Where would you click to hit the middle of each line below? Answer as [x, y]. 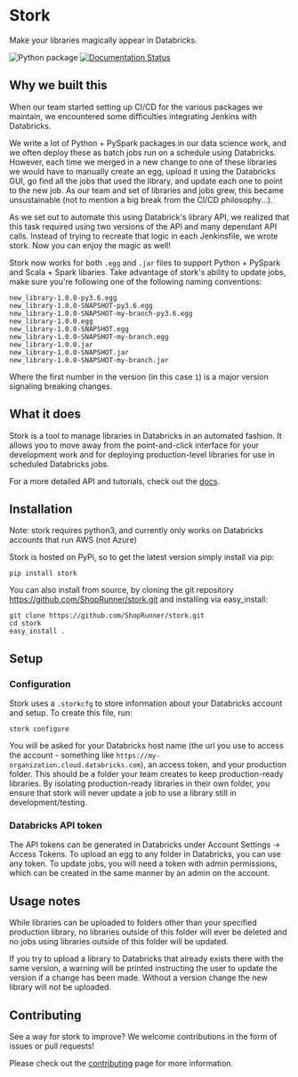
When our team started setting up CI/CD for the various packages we [136, 107]
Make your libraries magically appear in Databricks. [103, 40]
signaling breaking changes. [61, 386]
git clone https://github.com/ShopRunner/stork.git [107, 616]
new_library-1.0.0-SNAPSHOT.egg [69, 329]
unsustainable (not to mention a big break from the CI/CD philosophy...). [141, 199]
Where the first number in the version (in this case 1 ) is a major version [139, 377]
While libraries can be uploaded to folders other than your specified [133, 923]
